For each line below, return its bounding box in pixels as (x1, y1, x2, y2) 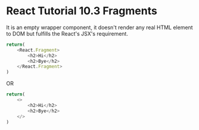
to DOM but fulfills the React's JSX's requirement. (6, 30, 128, 37)
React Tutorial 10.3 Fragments (6, 4, 158, 18)
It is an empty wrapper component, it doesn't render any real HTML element (6, 24, 193, 31)
